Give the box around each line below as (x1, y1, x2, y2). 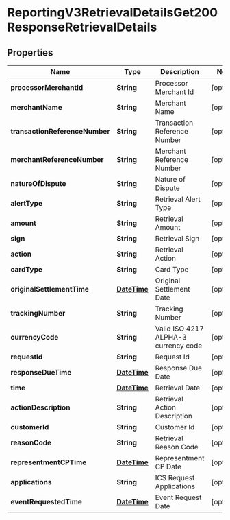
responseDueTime (10, 368, 72, 377)
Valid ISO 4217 (155, 324, 204, 333)
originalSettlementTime (10, 285, 89, 294)
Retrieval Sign (155, 234, 200, 243)
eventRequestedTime (10, 497, 82, 506)
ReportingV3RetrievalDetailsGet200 (7, 5, 218, 21)
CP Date (155, 462, 182, 471)
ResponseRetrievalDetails (7, 19, 157, 35)
